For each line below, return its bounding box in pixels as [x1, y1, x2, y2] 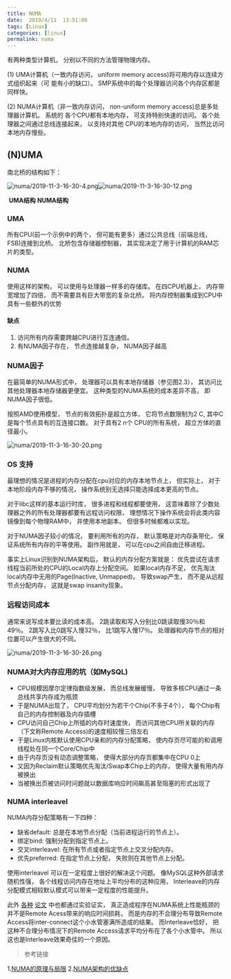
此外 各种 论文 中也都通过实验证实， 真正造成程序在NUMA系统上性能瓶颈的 [7, 901, 221, 909]
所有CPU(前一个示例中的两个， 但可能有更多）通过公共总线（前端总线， [7, 230, 212, 239]
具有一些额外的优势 [7, 299, 62, 308]
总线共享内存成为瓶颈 [17, 693, 78, 701]
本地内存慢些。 [7, 129, 50, 137]
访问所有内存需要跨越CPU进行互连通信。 [17, 333, 133, 341]
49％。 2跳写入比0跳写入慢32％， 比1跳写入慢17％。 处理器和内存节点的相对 [7, 625, 225, 634]
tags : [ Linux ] [7, 23, 48, 30]
